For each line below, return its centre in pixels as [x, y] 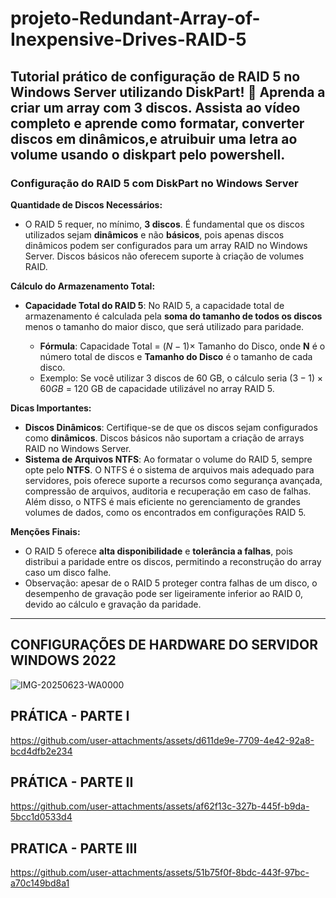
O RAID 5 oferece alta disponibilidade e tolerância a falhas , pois [158, 551]
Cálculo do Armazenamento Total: [83, 286]
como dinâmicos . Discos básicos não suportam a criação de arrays [164, 438]
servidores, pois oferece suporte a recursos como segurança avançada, [173, 480]
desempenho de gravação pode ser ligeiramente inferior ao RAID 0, [163, 593]
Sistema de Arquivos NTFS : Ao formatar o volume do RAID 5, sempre [168, 459]
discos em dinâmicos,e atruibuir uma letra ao [154, 138]
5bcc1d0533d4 [41, 817]
